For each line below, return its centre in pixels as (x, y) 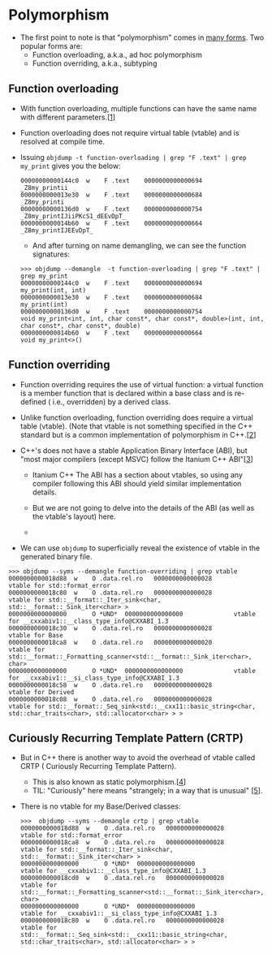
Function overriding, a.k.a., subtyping (95, 63)
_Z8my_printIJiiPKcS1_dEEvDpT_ (73, 216)
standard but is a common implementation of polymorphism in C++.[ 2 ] (138, 434)
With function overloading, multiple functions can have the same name (138, 108)
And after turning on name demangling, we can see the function (139, 245)
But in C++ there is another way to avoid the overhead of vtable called (138, 758)
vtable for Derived (41, 692)
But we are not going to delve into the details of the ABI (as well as (143, 507)
